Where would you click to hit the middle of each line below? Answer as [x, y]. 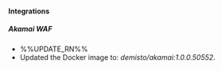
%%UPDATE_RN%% [54, 49]
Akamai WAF [31, 29]
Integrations [29, 11]
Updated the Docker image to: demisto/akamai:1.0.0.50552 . [118, 57]
